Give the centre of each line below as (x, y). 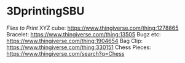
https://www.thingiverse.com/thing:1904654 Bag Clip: (75, 41)
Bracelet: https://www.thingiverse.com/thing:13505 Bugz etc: (84, 34)
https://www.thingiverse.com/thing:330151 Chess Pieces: (79, 47)
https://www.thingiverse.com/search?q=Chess (65, 53)
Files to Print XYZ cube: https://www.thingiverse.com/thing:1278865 (92, 28)
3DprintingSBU (45, 11)
